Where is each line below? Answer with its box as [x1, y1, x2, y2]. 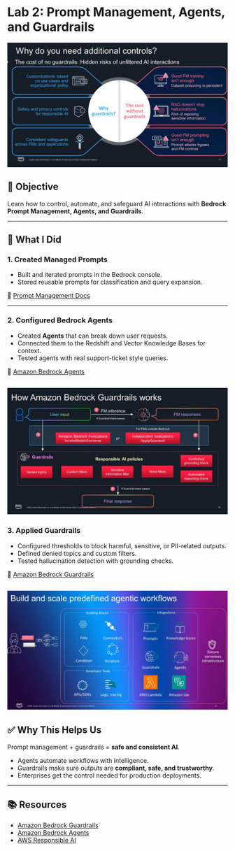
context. [17, 346, 42, 355]
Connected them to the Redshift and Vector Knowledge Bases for [17, 338, 206, 347]
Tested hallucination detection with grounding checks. [17, 557, 174, 565]
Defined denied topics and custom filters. [17, 549, 137, 557]
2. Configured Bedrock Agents [7, 315, 113, 325]
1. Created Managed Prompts [7, 255, 108, 264]
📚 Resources [7, 799, 67, 811]
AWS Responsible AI [17, 836, 77, 844]
